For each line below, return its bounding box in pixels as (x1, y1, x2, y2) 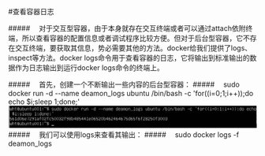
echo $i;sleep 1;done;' (8, 97, 80, 106)
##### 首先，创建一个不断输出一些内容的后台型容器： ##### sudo (8, 80, 241, 89)
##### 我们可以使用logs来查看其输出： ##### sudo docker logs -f (8, 129, 239, 139)
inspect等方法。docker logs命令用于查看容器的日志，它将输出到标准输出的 (8, 54, 250, 62)
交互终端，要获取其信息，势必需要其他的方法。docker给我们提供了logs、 (14, 43, 252, 53)
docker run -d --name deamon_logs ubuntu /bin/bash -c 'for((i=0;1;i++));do (8, 89, 254, 98)
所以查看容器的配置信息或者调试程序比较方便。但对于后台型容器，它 (21, 34, 243, 43)
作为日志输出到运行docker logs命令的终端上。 (14, 63, 164, 72)
